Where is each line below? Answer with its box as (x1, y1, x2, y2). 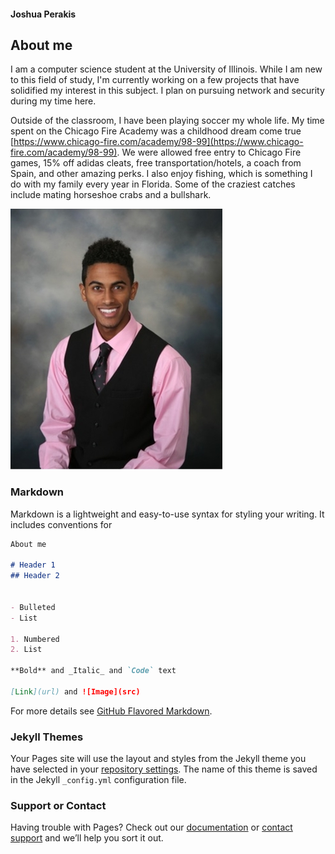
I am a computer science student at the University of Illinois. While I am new (10, 63, 323, 75)
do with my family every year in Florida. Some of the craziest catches (10, 178, 296, 190)
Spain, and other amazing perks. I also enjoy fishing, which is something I (10, 168, 313, 180)
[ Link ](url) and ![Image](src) (10, 686, 141, 697)
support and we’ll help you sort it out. (10, 832, 164, 844)
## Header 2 (10, 571, 60, 581)
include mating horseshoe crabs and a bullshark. (10, 189, 212, 201)
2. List (10, 645, 43, 655)
